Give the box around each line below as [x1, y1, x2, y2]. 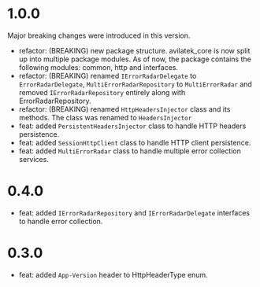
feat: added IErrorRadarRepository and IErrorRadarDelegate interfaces [18, 208, 251, 217]
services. [18, 154, 49, 164]
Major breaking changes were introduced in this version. [7, 31, 191, 40]
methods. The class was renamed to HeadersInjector [18, 112, 192, 122]
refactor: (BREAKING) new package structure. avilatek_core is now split [18, 46, 251, 55]
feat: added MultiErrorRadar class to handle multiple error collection [18, 146, 241, 156]
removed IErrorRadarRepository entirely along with [18, 87, 186, 97]
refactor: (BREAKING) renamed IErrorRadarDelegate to [18, 71, 197, 80]
